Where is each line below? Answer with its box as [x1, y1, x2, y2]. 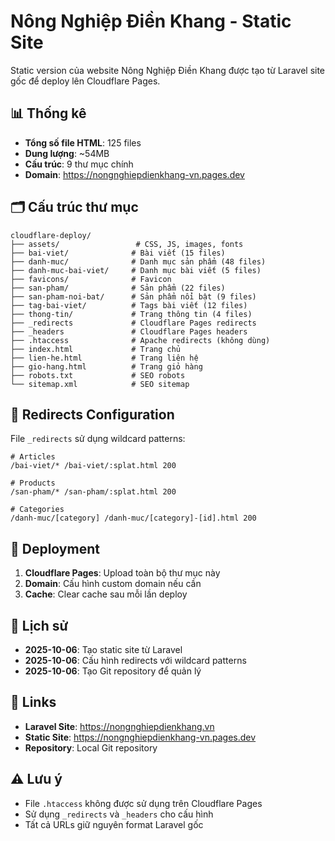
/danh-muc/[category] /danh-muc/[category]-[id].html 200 [10, 513, 257, 524]
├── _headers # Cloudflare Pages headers [10, 326, 248, 337]
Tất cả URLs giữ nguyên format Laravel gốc [24, 818, 204, 830]
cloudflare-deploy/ [10, 230, 92, 240]
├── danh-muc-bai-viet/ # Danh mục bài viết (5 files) [10, 265, 262, 275]
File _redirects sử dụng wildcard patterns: [10, 433, 186, 445]
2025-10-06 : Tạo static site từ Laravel [24, 644, 183, 655]
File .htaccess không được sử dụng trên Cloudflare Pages [24, 797, 263, 809]
